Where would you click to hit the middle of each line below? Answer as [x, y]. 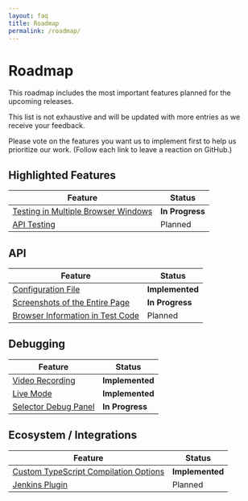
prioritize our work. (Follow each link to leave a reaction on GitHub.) [120, 150]
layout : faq [28, 16]
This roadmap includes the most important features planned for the [120, 93]
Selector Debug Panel [54, 406]
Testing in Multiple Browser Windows [83, 212]
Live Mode [32, 393]
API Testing [34, 225]
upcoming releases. [41, 101]
